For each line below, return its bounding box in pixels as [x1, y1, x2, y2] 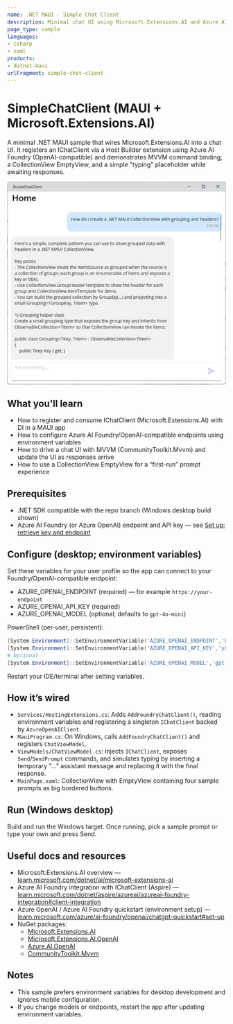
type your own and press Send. [7, 830, 97, 838]
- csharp [7, 40, 33, 48]
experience [17, 468, 50, 476]
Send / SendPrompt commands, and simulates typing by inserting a [17, 754, 200, 763]
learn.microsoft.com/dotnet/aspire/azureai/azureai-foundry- [17, 891, 190, 899]
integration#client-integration [17, 898, 101, 906]
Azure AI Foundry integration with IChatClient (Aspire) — [17, 883, 179, 891]
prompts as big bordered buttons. [17, 784, 114, 792]
